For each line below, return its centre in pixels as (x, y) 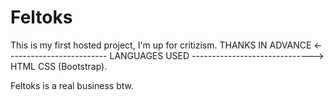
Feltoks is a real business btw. (72, 85)
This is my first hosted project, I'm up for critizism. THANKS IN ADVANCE (161, 45)
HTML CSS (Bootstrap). (59, 66)
